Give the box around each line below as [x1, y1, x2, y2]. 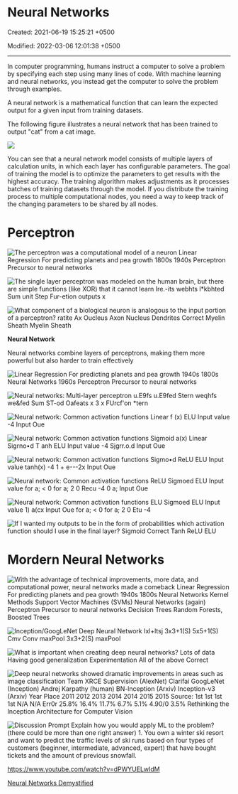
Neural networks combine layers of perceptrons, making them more [7, 348, 205, 357]
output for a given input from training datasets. [7, 106, 144, 114]
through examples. [7, 85, 62, 93]
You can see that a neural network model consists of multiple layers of [7, 154, 213, 163]
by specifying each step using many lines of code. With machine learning [7, 69, 222, 78]
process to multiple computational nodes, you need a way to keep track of [7, 192, 225, 200]
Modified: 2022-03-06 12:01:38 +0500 [7, 41, 120, 50]
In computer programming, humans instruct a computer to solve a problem [7, 62, 225, 70]
